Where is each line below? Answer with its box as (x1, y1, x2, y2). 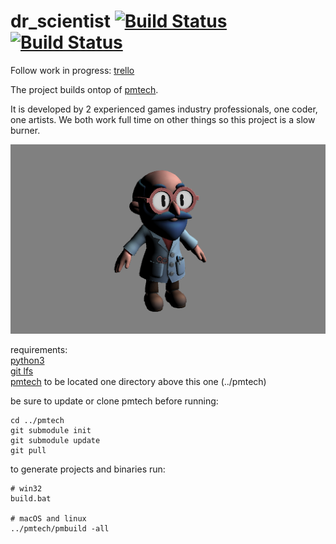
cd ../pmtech (10, 415, 65, 425)
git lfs (10, 365, 34, 377)
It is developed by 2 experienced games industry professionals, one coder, (10, 103, 318, 115)
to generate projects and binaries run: (10, 463, 166, 475)
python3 (10, 354, 45, 366)
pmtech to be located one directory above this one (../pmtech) (10, 375, 267, 387)
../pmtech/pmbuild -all (10, 523, 110, 534)
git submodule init (10, 425, 92, 435)
